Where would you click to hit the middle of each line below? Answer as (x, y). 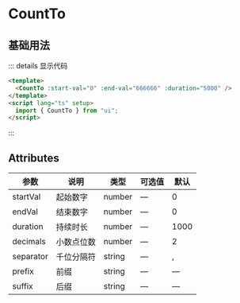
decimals (29, 242)
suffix (23, 286)
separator (30, 257)
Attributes (34, 158)
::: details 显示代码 (38, 66)
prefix (23, 271)
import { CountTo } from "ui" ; (67, 111)
